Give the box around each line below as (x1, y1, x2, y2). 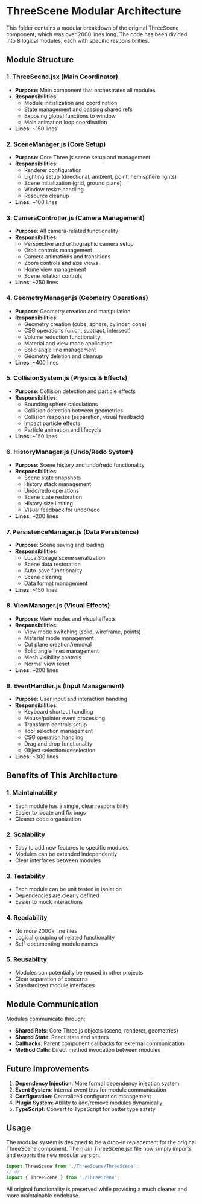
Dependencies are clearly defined (14, 892, 99, 899)
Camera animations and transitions (24, 253, 111, 260)
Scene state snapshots (24, 474, 81, 481)
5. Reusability (6, 955, 47, 964)
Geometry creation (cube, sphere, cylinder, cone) (24, 320, 147, 327)
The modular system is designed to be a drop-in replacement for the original (6, 1139, 196, 1146)
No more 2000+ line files (14, 927, 77, 934)
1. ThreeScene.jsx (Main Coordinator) (6, 72, 119, 81)
